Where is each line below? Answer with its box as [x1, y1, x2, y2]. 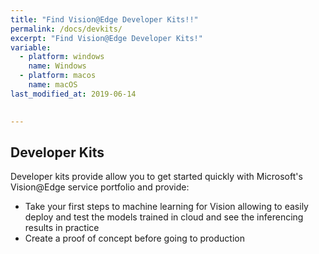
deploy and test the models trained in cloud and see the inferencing [24, 211, 304, 223]
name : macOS [28, 80, 78, 90]
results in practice [24, 222, 100, 234]
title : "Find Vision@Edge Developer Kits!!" [10, 14, 199, 25]
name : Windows [28, 61, 87, 71]
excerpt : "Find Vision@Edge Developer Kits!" [10, 33, 203, 43]
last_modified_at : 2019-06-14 [10, 89, 137, 99]
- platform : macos [19, 71, 97, 81]
